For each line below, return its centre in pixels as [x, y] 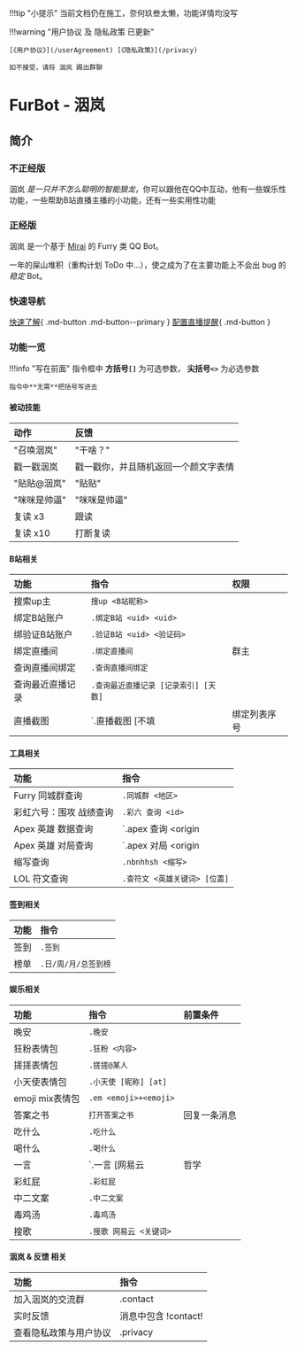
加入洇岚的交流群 [49, 1299]
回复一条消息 [210, 1114]
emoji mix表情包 [47, 1099]
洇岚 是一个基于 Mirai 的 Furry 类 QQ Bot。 [86, 246]
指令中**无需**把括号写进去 [53, 387]
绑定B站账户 [39, 618]
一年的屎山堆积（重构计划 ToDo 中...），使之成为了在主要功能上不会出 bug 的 [148, 265]
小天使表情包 [41, 1082]
